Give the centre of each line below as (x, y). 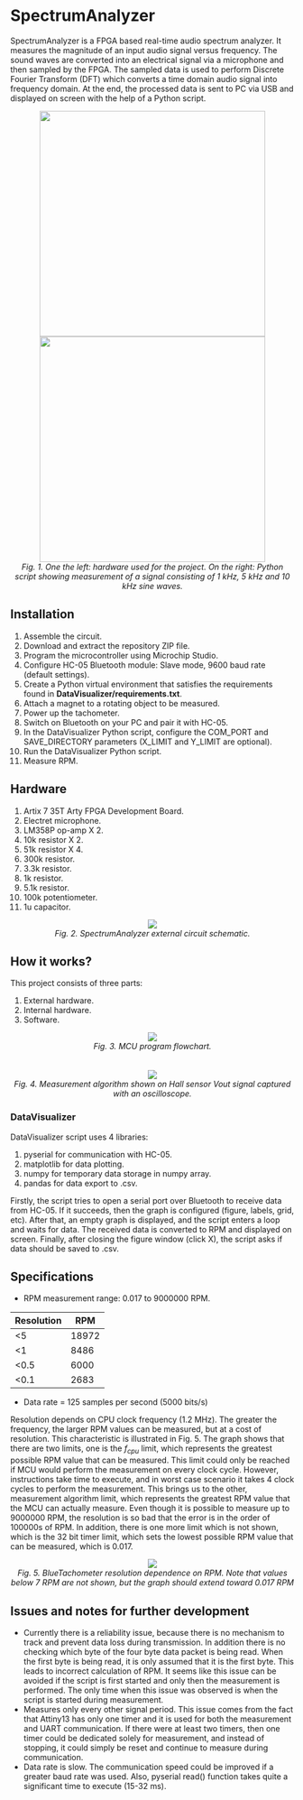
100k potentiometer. (60, 897)
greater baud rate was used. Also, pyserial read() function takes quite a (156, 1777)
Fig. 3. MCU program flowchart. (152, 1047)
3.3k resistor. (47, 868)
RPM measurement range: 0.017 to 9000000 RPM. (117, 1298)
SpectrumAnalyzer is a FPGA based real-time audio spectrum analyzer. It (146, 41)
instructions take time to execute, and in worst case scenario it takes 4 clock (152, 1480)
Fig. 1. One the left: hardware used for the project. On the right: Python (152, 567)
